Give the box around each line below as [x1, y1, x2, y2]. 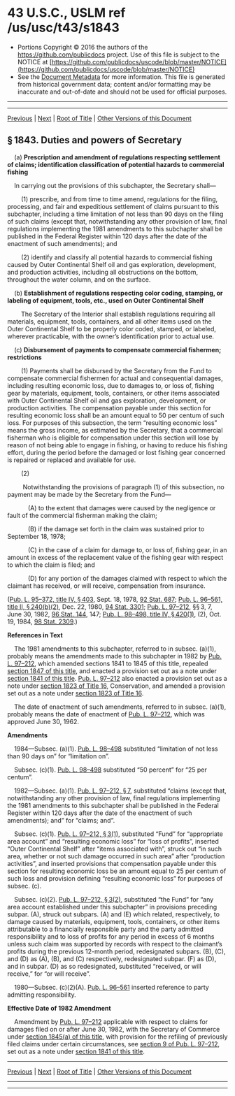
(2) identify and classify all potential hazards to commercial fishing [20, 253, 213, 261]
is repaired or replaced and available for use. [7, 456, 136, 464]
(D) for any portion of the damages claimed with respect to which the [27, 574, 227, 582]
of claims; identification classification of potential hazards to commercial [7, 160, 225, 168]
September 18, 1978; [7, 532, 66, 540]
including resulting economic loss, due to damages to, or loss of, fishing [7, 381, 215, 389]
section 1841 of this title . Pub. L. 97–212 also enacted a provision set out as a [7, 674, 227, 682]
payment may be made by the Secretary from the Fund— [7, 490, 171, 498]
